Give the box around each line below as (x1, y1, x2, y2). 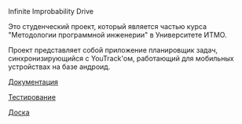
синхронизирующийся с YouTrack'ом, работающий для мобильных (8, 54, 234, 63)
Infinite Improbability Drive (8, 7, 94, 16)
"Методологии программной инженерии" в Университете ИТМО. (8, 31, 227, 39)
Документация (8, 78, 59, 86)
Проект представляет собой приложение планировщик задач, (8, 46, 218, 54)
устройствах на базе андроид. (8, 62, 111, 71)
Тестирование (8, 93, 57, 101)
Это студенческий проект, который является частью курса (8, 22, 207, 31)
